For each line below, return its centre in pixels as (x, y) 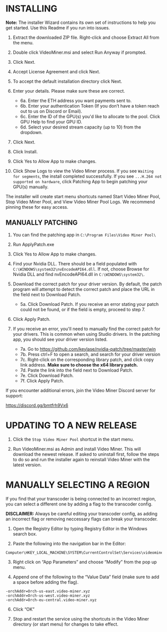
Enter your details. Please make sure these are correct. (69, 91)
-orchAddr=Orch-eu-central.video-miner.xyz (51, 600)
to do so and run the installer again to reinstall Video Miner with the (81, 459)
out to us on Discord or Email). (51, 111)
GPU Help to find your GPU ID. (51, 122)
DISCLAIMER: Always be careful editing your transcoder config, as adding (82, 513)
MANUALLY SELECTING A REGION (78, 485)
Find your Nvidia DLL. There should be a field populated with (75, 263)
